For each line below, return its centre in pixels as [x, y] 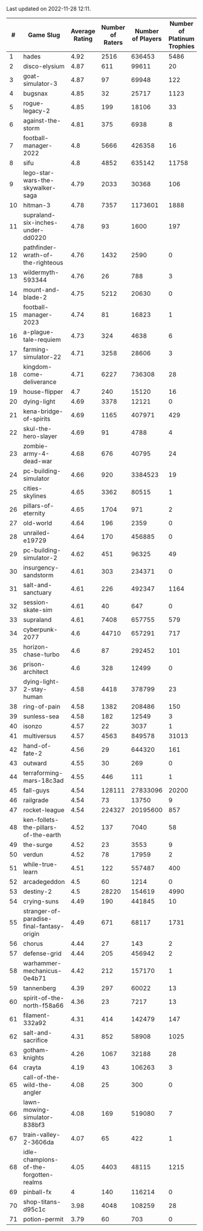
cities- [33, 488]
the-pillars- [40, 827]
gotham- [36, 1050]
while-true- [40, 864]
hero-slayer [40, 436]
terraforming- [43, 773]
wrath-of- [38, 255]
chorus [33, 943]
